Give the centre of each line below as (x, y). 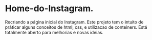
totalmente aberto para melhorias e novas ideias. (54, 32)
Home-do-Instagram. (49, 9)
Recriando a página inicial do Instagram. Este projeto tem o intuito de (74, 22)
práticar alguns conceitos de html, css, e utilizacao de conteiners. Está (76, 27)
